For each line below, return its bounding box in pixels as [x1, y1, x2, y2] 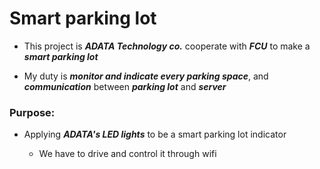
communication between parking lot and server [23, 80, 227, 92]
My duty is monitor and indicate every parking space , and [23, 70, 269, 82]
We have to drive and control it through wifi [38, 148, 217, 160]
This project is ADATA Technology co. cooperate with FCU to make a [23, 40, 311, 52]
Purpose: [9, 105, 56, 119]
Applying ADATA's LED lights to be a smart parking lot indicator [23, 128, 287, 141]
